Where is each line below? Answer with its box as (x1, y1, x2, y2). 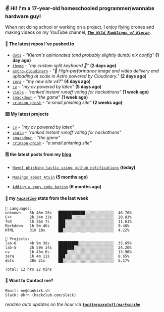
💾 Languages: (5, 206, 32, 211)
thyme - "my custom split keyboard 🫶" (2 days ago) (12, 62, 116, 69)
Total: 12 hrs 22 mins (5, 267, 52, 272)
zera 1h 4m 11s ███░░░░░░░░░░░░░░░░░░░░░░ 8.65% (5, 254, 130, 259)
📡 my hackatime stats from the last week (5, 195, 88, 201)
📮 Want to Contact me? (5, 277, 54, 283)
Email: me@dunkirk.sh (5, 288, 50, 294)
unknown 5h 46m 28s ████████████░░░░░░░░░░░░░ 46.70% (5, 211, 132, 216)
